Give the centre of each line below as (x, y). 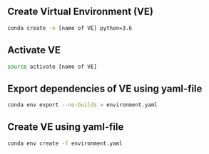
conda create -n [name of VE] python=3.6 (70, 28)
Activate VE (34, 50)
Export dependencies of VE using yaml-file (105, 88)
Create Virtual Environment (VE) (80, 12)
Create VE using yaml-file (66, 127)
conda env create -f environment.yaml (65, 143)
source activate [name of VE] (52, 67)
